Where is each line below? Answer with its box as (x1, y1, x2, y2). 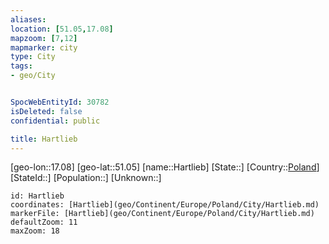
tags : (10, 61, 33, 71)
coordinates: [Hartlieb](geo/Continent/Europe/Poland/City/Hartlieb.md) (10, 200, 320, 210)
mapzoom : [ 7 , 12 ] (10, 33, 78, 43)
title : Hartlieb (10, 134, 78, 144)
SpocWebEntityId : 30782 (10, 97, 110, 107)
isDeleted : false (10, 106, 83, 116)
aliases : (10, 14, 47, 25)
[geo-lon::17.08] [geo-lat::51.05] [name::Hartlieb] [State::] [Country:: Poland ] (10, 161, 320, 173)
